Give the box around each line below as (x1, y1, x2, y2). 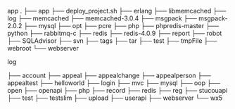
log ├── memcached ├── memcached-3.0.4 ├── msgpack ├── (7, 14, 197, 23)
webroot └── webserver (7, 44, 79, 52)
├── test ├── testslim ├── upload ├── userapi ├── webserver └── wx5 (7, 94, 223, 102)
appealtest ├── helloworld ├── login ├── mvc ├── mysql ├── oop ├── (7, 79, 220, 87)
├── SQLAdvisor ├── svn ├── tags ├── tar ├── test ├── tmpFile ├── (7, 37, 217, 45)
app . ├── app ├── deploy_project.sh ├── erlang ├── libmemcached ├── (7, 7, 227, 15)
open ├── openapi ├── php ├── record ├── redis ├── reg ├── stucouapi (7, 86, 228, 94)
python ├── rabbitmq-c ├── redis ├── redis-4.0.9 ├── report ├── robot (7, 29, 222, 37)
